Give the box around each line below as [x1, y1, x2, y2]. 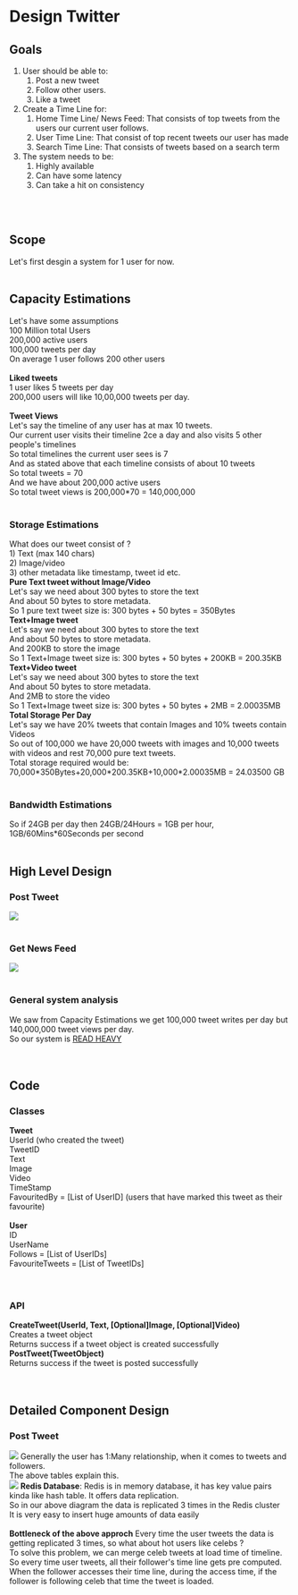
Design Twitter [9, 6, 120, 27]
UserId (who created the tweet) [9, 1134, 125, 1146]
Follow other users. [35, 85, 107, 95]
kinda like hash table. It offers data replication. [9, 1490, 179, 1501]
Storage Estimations [9, 518, 100, 530]
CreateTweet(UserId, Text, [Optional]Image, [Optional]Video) [9, 1319, 241, 1330]
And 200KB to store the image [9, 642, 120, 654]
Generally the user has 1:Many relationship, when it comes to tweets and [20, 1451, 287, 1462]
